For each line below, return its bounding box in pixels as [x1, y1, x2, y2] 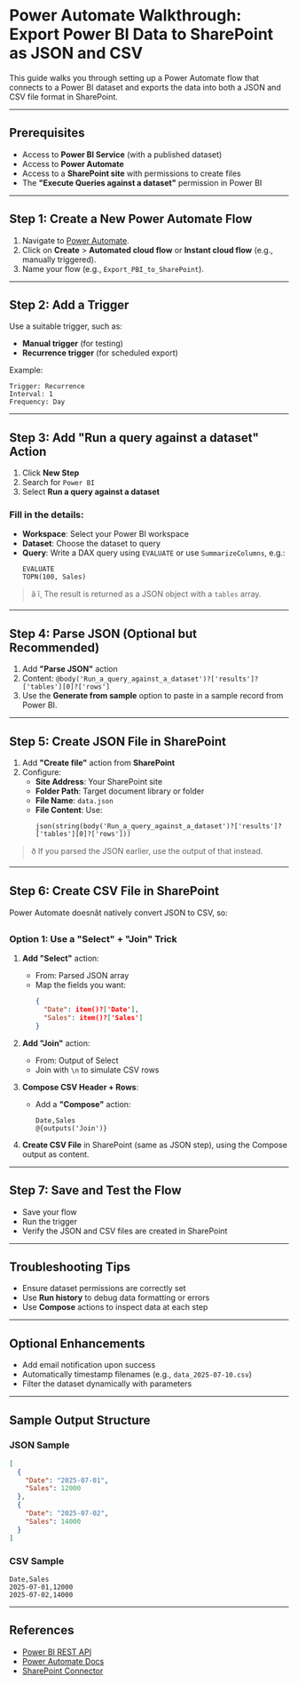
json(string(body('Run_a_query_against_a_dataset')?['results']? [35, 822, 282, 831]
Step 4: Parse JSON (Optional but [9, 626, 198, 641]
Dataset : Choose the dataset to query [21, 539, 161, 549]
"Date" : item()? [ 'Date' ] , [43, 1005, 139, 1014]
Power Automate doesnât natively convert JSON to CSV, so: [9, 907, 228, 918]
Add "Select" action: [21, 953, 99, 964]
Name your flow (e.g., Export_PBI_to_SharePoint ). [21, 263, 204, 274]
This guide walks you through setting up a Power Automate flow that [9, 72, 260, 83]
